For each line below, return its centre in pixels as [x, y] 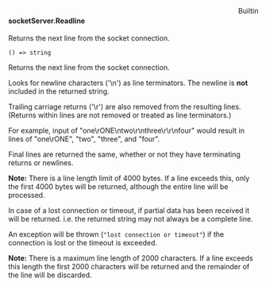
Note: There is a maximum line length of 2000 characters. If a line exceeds [131, 258]
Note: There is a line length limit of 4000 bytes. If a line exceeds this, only [129, 178]
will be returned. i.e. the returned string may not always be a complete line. [131, 219]
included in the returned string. [59, 91]
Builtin [248, 11]
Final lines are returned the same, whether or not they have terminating [124, 155]
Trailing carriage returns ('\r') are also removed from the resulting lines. [125, 107]
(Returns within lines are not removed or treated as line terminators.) [120, 115]
